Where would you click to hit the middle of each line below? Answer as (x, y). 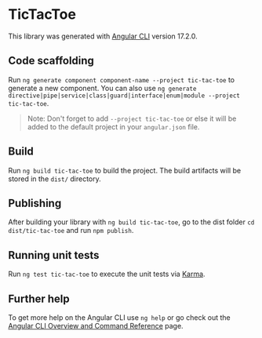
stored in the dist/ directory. (55, 179)
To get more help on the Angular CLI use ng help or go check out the (119, 318)
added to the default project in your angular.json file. (113, 126)
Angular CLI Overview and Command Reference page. (96, 326)
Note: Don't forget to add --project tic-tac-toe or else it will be (132, 118)
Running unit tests (54, 255)
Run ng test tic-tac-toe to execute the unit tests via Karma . (107, 274)
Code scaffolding (51, 61)
